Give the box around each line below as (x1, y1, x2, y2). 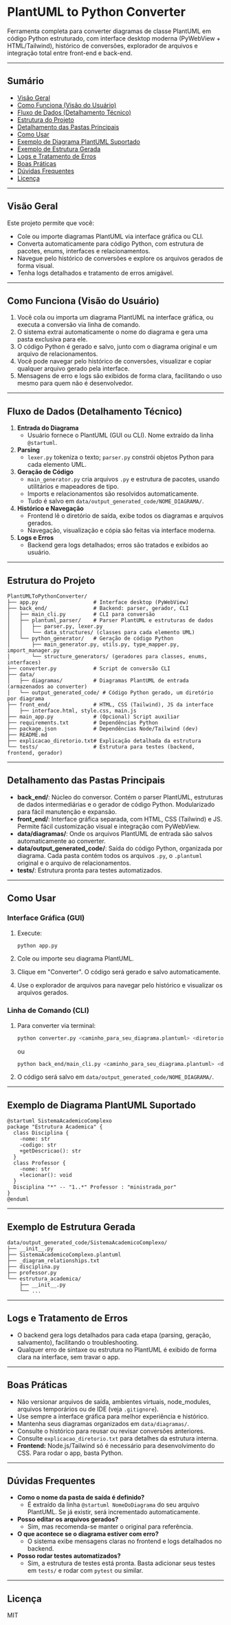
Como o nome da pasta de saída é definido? (16, 1493, 145, 1502)
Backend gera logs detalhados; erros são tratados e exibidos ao (27, 541, 208, 549)
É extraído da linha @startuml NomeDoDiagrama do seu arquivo (27, 1500, 199, 1509)
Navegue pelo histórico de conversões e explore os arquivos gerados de (16, 254, 223, 262)
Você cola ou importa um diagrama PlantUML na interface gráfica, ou (16, 313, 214, 322)
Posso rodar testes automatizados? (16, 1552, 121, 1560)
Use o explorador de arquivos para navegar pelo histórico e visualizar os (16, 981, 223, 989)
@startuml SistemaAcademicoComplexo (7, 1118, 112, 1124)
